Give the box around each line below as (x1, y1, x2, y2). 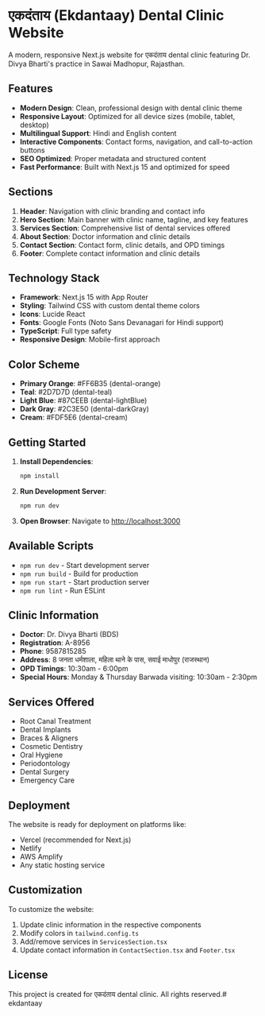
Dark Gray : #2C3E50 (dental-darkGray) (19, 404, 149, 414)
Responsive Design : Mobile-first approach (19, 334, 160, 344)
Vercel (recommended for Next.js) (19, 835, 132, 844)
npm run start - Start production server (19, 577, 150, 586)
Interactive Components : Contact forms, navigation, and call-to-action (19, 137, 253, 146)
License (8, 968, 48, 982)
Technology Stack (8, 271, 100, 284)
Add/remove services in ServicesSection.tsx (19, 937, 168, 946)
